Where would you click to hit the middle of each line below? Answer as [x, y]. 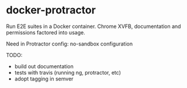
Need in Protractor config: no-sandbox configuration [70, 44]
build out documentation [44, 66]
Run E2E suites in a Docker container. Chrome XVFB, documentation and [93, 26]
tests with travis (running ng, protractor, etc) [67, 72]
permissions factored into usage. [46, 32]
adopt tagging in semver [44, 79]
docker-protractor [51, 10]
